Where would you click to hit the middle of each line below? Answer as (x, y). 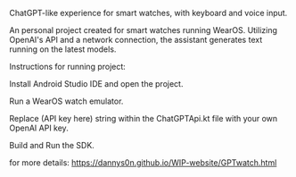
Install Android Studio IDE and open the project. (96, 84)
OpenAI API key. (39, 128)
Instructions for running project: (68, 67)
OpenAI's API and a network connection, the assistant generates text (136, 40)
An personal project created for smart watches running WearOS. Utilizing (144, 30)
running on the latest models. (63, 49)
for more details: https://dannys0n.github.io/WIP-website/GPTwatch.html (143, 163)
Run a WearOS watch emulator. (66, 101)
